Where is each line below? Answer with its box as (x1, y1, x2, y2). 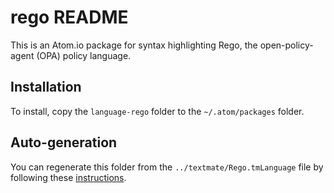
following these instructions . (10, 171, 127, 183)
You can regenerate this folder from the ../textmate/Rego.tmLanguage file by (10, 161, 324, 173)
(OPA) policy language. (36, 49, 132, 61)
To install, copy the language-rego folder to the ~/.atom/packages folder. (10, 105, 305, 117)
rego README (10, 6, 129, 29)
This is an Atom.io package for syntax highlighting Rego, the (10, 39, 258, 51)
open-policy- (259, 39, 314, 51)
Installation (10, 79, 82, 96)
